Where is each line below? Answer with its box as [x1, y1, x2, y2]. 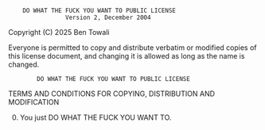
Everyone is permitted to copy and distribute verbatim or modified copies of [8, 43, 257, 52]
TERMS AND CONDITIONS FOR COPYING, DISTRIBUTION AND [8, 89, 216, 98]
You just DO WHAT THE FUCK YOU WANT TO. [19, 113, 172, 122]
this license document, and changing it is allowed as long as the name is [8, 52, 245, 60]
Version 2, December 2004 [64, 13, 151, 21]
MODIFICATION [8, 97, 60, 106]
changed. [8, 59, 40, 69]
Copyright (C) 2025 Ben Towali [8, 28, 110, 36]
